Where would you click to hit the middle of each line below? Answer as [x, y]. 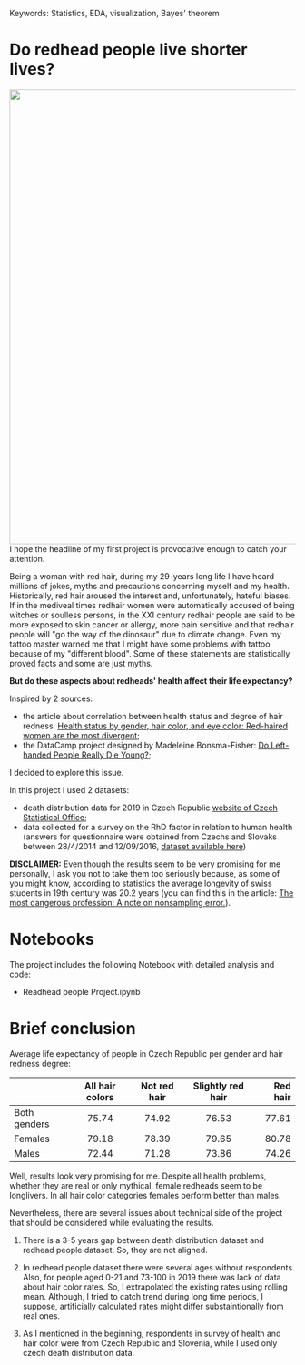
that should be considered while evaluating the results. [112, 1222]
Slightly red [219, 1086]
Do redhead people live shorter [128, 50]
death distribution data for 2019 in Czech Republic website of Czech [150, 808]
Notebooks [52, 939]
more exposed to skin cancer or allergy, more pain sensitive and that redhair [152, 624]
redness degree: [40, 1063]
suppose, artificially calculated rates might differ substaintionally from [153, 1306]
